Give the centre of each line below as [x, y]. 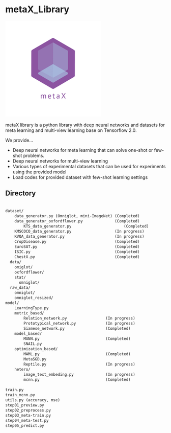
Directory [21, 193]
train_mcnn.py [20, 395]
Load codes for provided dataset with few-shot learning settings [80, 177]
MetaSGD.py [35, 359]
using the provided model [39, 172]
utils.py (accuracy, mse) [33, 400]
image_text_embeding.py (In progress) [80, 374]
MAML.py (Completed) [77, 354]
